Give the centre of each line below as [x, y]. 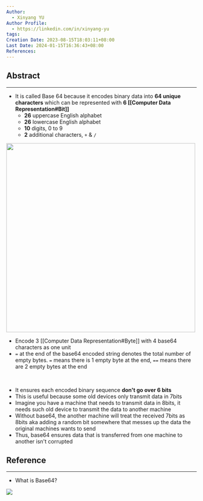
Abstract [23, 76]
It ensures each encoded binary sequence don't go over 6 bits [93, 390]
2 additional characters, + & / [60, 134]
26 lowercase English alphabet [62, 122]
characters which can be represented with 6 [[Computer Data [93, 102]
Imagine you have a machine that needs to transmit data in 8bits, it [98, 402]
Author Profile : [27, 23]
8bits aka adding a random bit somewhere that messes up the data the [103, 422]
